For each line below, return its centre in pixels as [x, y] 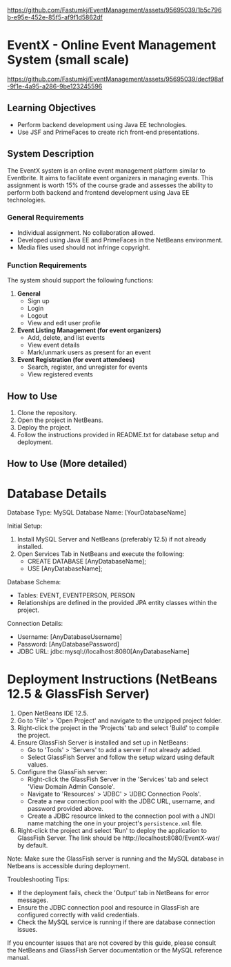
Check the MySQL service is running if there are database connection [116, 922]
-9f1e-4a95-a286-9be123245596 [55, 86]
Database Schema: [34, 582]
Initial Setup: [25, 526]
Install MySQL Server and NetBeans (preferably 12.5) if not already [112, 539]
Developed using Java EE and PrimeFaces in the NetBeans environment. [120, 240]
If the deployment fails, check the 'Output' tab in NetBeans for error [113, 893]
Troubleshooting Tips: [38, 879]
